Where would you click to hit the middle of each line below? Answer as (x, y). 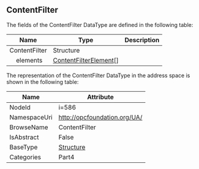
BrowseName (29, 127)
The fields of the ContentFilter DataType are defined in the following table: (100, 24)
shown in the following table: (43, 81)
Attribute (101, 97)
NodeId (20, 107)
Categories (25, 157)
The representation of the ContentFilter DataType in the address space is (98, 75)
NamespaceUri (31, 117)
